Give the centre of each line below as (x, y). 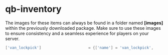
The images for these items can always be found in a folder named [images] (84, 23)
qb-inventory (33, 9)
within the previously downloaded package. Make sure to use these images (83, 28)
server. (13, 39)
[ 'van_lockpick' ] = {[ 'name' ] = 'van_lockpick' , (79, 48)
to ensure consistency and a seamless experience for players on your (77, 33)
